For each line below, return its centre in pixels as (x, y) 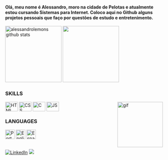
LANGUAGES (21, 121)
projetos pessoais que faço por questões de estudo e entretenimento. (79, 17)
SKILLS (14, 93)
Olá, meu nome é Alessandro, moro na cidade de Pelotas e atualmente (79, 7)
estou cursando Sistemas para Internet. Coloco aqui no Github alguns (79, 12)
